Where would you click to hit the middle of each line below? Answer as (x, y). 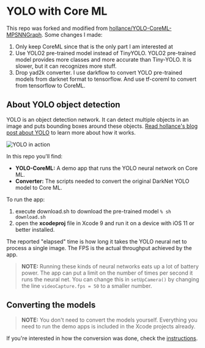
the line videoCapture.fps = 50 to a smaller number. (87, 286)
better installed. (35, 229)
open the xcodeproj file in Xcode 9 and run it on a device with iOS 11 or (105, 223)
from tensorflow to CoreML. (50, 85)
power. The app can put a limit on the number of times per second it (107, 273)
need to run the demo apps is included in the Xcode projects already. (108, 326)
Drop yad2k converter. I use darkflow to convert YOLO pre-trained (99, 72)
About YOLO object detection (63, 105)
